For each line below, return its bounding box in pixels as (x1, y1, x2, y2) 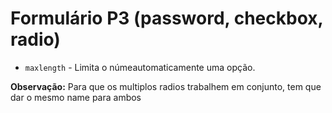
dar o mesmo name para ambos (10, 91, 142, 103)
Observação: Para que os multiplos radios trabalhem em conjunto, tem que (10, 80, 322, 92)
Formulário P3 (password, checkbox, (10, 7, 323, 30)
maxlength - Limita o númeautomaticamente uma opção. (24, 61, 256, 73)
